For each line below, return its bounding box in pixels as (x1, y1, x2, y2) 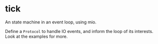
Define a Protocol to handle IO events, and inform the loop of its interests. (5, 28, 154, 34)
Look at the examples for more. (5, 33, 68, 39)
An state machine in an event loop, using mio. (5, 19, 97, 25)
